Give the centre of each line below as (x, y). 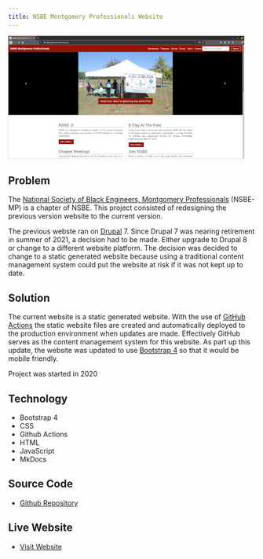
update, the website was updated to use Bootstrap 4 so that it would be (124, 351)
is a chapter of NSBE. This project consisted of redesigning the (125, 208)
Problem (29, 181)
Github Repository (49, 502)
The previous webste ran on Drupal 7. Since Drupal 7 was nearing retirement (131, 231)
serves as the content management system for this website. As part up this (130, 342)
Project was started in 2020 (53, 374)
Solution (29, 298)
